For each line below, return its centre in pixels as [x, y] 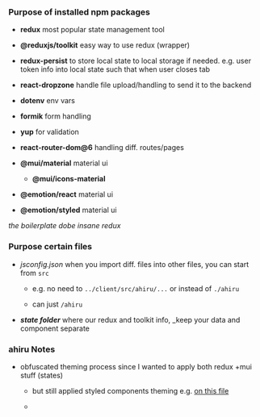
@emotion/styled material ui [68, 210]
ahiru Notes [32, 349]
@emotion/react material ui [67, 194]
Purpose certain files [50, 247]
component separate [55, 328]
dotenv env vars [47, 101]
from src [35, 273]
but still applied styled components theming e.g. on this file [130, 390]
